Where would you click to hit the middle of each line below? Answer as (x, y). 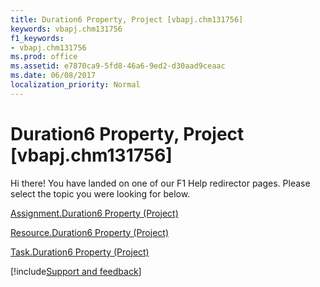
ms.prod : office (44, 57)
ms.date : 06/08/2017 (53, 76)
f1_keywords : (37, 38)
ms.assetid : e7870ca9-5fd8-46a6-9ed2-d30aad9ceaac (118, 66)
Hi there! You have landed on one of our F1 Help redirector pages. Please (160, 183)
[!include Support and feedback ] (76, 271)
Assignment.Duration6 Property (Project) (94, 213)
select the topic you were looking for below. (100, 193)
